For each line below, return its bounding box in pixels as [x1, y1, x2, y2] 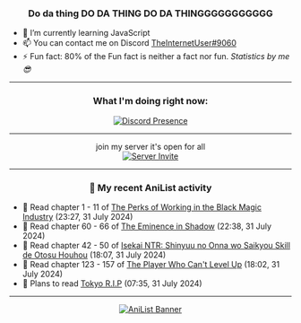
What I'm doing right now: [92, 95, 209, 108]
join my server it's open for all [95, 141, 206, 152]
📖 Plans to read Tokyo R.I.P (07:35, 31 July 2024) [21, 277, 203, 289]
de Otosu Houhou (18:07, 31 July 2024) [21, 249, 167, 260]
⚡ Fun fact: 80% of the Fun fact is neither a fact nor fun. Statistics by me [21, 51, 290, 62]
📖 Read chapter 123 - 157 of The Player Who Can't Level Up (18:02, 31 [21, 258, 280, 269]
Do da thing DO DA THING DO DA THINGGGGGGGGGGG [28, 7, 273, 20]
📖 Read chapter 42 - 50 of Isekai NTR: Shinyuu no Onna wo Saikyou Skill [21, 240, 291, 250]
